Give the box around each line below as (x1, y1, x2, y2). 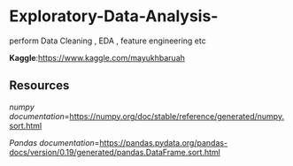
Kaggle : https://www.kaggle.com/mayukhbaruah (9, 52, 186, 63)
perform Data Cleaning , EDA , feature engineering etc (9, 35, 206, 46)
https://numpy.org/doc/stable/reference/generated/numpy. (69, 110, 285, 121)
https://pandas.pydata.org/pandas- (99, 137, 228, 147)
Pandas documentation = (9, 137, 100, 147)
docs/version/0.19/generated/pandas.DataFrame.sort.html (9, 147, 221, 157)
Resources (9, 78, 70, 94)
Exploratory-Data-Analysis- (9, 6, 219, 26)
